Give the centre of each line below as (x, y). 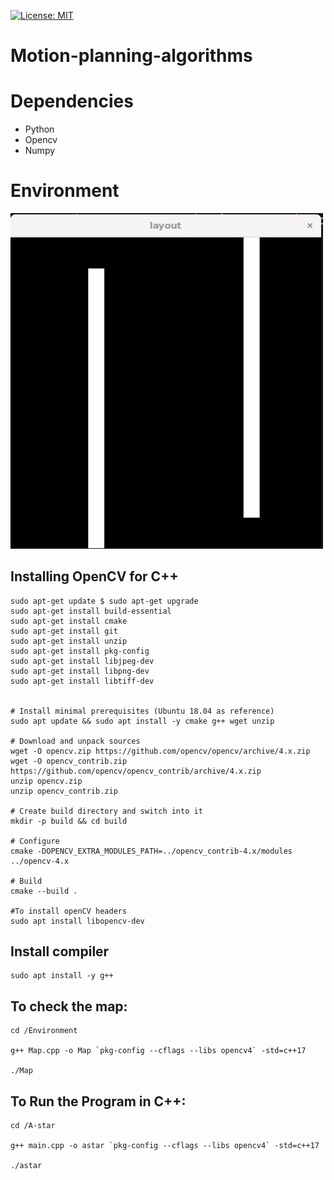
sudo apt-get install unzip (69, 641)
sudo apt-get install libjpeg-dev (82, 661)
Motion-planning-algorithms (131, 56)
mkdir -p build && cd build (69, 821)
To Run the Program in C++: (98, 1101)
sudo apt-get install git (64, 631)
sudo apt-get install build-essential (91, 611)
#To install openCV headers (69, 911)
